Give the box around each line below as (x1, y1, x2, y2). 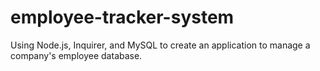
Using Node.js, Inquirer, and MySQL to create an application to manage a (10, 39, 311, 51)
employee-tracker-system (10, 6, 235, 29)
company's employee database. (10, 49, 143, 61)
